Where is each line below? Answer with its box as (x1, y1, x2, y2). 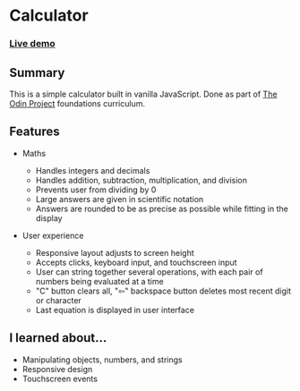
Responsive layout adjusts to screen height (35, 247, 194, 258)
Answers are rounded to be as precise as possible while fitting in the (35, 203, 288, 214)
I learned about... (9, 330, 107, 345)
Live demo (9, 38, 56, 50)
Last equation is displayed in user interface (35, 304, 195, 315)
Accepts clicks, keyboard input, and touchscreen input (35, 257, 237, 268)
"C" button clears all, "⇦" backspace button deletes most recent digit (35, 285, 291, 296)
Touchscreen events (21, 373, 99, 384)
